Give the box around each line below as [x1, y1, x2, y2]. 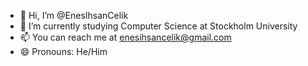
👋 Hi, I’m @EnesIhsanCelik [19, 10, 129, 21]
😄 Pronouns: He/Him [19, 46, 108, 57]
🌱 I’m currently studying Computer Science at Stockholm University [19, 20, 298, 32]
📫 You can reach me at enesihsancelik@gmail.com [19, 31, 232, 43]
